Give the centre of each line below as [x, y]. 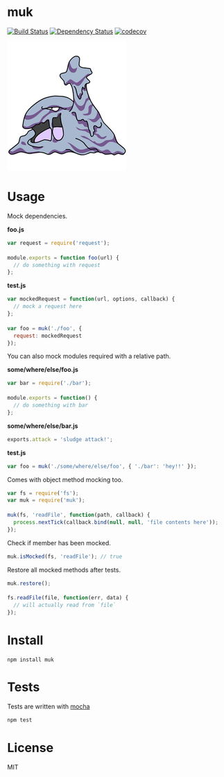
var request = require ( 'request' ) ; [59, 243]
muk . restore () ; [29, 583]
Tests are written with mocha [49, 706]
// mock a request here [48, 307]
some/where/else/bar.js [43, 426]
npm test [20, 720]
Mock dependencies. [37, 216]
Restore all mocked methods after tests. [64, 570]
